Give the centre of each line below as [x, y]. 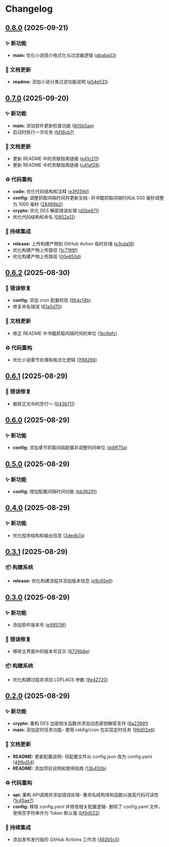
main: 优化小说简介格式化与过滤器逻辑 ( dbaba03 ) [65, 55]
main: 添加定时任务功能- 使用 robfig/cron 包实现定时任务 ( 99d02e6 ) [84, 730]
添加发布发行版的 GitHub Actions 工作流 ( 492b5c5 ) [66, 839]
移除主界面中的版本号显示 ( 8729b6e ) [51, 652]
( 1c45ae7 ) [23, 801]
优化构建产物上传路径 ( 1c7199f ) [45, 250]
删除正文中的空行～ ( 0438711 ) [44, 404]
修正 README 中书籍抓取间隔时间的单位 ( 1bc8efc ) [65, 333]
